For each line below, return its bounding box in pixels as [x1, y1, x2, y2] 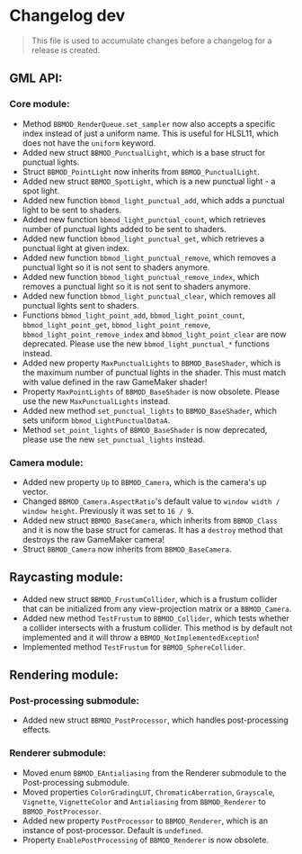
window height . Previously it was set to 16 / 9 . [22, 505, 194, 516]
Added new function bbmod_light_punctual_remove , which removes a [22, 252, 277, 263]
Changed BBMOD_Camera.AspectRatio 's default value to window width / [22, 496, 280, 507]
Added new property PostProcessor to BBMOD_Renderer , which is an [22, 815, 268, 826]
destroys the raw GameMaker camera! [22, 534, 164, 544]
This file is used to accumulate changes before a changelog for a [31, 35, 272, 46]
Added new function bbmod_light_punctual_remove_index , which [22, 271, 260, 282]
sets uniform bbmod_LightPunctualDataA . [22, 415, 171, 426]
